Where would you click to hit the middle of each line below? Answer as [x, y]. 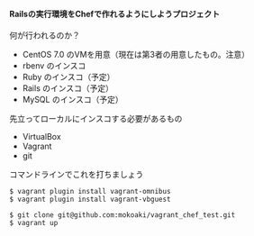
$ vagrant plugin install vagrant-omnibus [90, 192]
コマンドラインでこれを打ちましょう [77, 175]
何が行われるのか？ [45, 35]
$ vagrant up [34, 223]
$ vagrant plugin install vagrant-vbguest [90, 200]
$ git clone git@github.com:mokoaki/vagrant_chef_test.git [122, 215]
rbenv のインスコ [54, 66]
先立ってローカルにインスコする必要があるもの [96, 119]
